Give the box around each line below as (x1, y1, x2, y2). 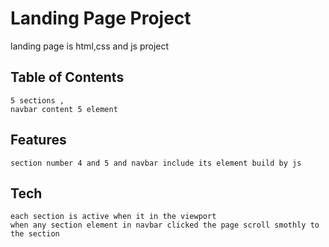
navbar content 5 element (10, 104, 118, 114)
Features (10, 132, 67, 149)
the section (10, 229, 60, 239)
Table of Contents (10, 69, 125, 86)
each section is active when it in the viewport (10, 212, 217, 222)
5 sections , (10, 95, 65, 106)
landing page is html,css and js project (10, 40, 170, 52)
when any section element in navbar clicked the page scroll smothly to (10, 220, 320, 231)
